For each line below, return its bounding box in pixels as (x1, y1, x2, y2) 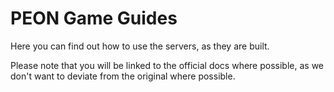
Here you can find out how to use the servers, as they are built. (10, 40, 270, 52)
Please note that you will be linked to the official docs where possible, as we (10, 59, 324, 71)
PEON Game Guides (10, 7, 178, 30)
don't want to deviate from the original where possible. (10, 70, 236, 82)
